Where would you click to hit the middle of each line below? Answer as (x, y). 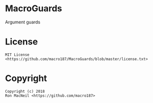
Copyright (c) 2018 (25, 91)
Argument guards (23, 22)
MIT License (17, 55)
